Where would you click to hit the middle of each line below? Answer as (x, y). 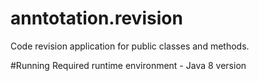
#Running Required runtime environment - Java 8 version (128, 65)
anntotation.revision (96, 18)
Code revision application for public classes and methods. (130, 46)
